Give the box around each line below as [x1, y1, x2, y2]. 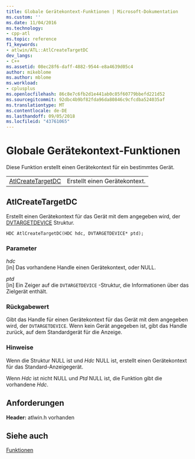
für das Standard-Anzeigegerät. [6, 363, 84, 370]
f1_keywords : [6, 42, 38, 48]
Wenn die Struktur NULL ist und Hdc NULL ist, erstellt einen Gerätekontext [6, 357, 187, 364]
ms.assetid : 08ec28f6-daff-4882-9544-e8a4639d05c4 [6, 63, 134, 70]
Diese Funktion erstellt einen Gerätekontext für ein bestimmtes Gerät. [6, 164, 175, 171]
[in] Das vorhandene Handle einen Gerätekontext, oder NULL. [6, 264, 157, 271]
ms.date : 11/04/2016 [6, 20, 57, 25]
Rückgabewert [6, 303, 49, 311]
